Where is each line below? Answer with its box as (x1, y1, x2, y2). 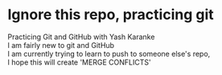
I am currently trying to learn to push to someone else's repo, (7, 49, 211, 58)
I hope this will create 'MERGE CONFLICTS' (7, 57, 151, 67)
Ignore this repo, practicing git (7, 6, 214, 24)
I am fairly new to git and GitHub (7, 40, 114, 49)
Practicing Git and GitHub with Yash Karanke (7, 32, 155, 41)
